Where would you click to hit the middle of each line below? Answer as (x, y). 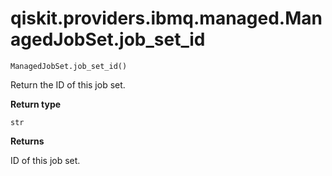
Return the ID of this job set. (68, 84)
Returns (27, 141)
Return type (36, 104)
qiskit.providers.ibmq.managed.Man (166, 18)
